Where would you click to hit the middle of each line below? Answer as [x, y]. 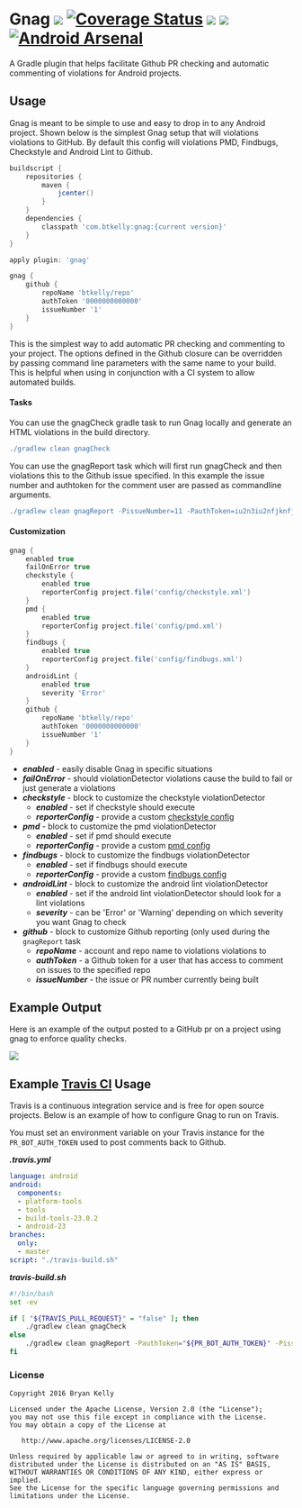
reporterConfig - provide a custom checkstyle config [135, 816]
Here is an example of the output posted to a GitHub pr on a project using [145, 1029]
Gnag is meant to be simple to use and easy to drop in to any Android [138, 123]
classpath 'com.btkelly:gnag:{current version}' [134, 227]
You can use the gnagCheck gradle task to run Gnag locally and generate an [151, 422]
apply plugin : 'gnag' [50, 260]
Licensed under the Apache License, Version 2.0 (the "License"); [136, 1410]
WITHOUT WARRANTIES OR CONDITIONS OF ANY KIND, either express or [136, 1473]
